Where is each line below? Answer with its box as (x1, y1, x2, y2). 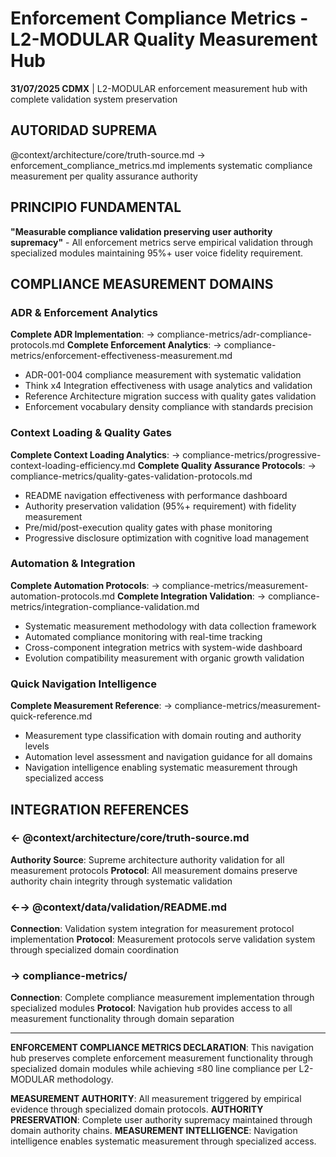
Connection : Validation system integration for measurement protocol (10, 923, 295, 935)
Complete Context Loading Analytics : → (10, 448, 181, 461)
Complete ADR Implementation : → (10, 328, 155, 341)
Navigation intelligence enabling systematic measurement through (24, 762, 298, 774)
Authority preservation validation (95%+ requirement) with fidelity (24, 500, 297, 512)
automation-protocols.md (10, 590, 116, 602)
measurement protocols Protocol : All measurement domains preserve (10, 864, 298, 876)
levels (24, 740, 50, 752)
